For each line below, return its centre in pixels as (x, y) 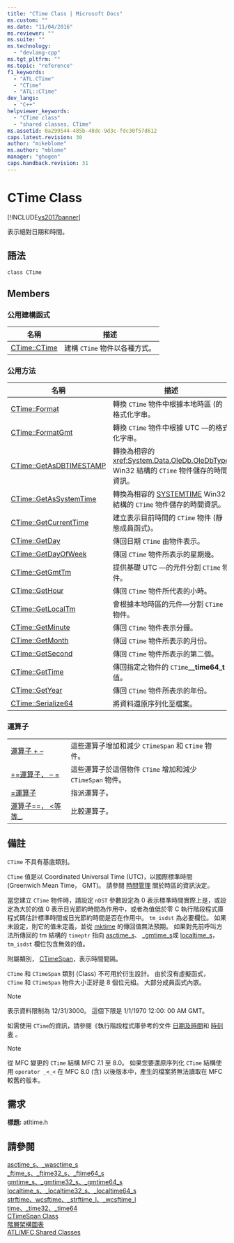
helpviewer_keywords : (39, 111)
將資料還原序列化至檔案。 (155, 704)
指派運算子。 (92, 793)
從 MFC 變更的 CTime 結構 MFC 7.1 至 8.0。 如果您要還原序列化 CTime (104, 1063)
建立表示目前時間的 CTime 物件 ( (164, 518)
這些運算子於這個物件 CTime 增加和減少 (134, 769)
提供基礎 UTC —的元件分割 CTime (166, 568)
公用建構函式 (29, 315)
